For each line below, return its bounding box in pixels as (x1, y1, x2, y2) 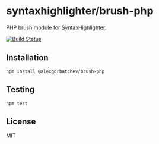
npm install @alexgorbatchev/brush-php (6, 68, 105, 74)
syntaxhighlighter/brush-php (6, 4, 154, 18)
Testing (6, 84, 35, 95)
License (6, 116, 36, 126)
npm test (6, 100, 28, 107)
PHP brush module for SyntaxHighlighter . (6, 24, 107, 31)
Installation (6, 52, 49, 63)
